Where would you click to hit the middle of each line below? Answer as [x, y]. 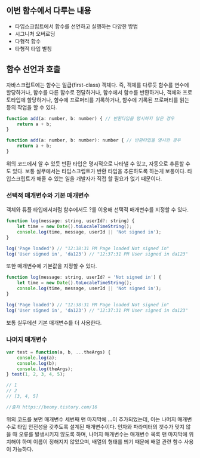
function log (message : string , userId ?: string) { [70, 221]
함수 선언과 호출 [33, 70]
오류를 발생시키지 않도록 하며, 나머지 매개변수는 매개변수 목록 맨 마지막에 [103, 434]
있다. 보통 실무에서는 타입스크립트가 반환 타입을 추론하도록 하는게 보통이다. [99, 171]
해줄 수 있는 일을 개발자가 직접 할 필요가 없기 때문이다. [99, 179]
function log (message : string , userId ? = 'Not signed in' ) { [84, 277]
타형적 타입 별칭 [33, 48]
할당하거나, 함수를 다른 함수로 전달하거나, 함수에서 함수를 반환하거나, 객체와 [94, 92]
